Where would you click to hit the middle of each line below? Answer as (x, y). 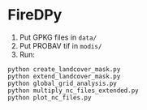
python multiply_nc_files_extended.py (73, 91)
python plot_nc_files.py (50, 97)
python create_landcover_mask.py (64, 69)
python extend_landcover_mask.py (64, 76)
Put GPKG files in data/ (58, 37)
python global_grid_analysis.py (62, 83)
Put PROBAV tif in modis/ (61, 45)
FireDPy (35, 15)
